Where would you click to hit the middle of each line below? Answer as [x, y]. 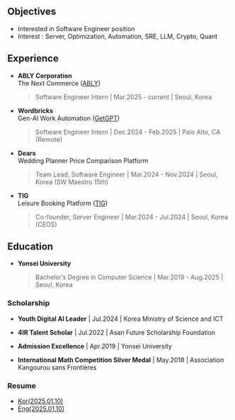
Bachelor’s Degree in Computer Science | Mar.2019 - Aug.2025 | [129, 277]
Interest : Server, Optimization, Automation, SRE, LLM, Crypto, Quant [117, 36]
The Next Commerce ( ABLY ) [59, 83]
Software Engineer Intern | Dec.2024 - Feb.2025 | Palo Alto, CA [128, 132]
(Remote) [49, 139]
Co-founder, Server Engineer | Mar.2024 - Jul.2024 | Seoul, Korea [132, 217]
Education [30, 247]
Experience [33, 58]
